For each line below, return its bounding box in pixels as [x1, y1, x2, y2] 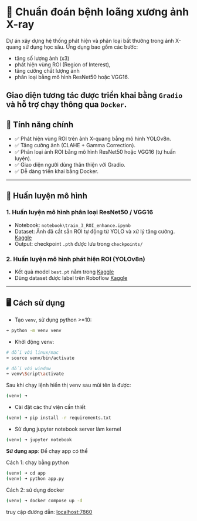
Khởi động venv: [14, 338, 55, 345]
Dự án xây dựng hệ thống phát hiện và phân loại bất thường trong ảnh [6, 37, 174, 44]
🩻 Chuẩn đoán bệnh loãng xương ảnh [6, 5, 189, 19]
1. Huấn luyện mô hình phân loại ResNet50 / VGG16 [6, 208, 154, 216]
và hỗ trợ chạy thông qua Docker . [6, 100, 127, 110]
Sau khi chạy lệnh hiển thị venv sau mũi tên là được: [6, 381, 131, 389]
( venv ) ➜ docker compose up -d [6, 498, 83, 503]
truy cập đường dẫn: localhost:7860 [6, 508, 93, 515]
